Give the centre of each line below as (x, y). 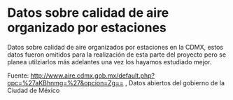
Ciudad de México (34, 90)
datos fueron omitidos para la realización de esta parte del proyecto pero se (116, 55)
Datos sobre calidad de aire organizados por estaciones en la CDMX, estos (115, 47)
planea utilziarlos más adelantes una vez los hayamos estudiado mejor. (110, 62)
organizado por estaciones (87, 28)
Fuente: (18, 76)
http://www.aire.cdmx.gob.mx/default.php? (93, 76)
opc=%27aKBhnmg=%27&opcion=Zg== (65, 83)
